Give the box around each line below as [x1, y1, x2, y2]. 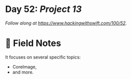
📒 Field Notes [5, 37, 61, 49]
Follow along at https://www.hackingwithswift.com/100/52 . [5, 20, 127, 26]
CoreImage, [12, 63, 37, 69]
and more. [12, 69, 34, 75]
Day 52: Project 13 [5, 3, 82, 15]
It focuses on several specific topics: [5, 54, 81, 60]
